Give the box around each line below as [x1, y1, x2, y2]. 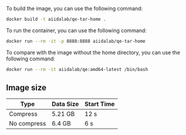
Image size [6, 83, 47, 93]
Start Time [84, 100, 115, 108]
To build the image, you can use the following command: [6, 5, 143, 12]
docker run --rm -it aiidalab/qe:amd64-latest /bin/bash [6, 66, 148, 72]
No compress [9, 120, 46, 128]
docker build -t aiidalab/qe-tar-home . [6, 16, 107, 22]
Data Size [52, 100, 79, 108]
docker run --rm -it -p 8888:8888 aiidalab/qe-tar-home [6, 38, 146, 44]
